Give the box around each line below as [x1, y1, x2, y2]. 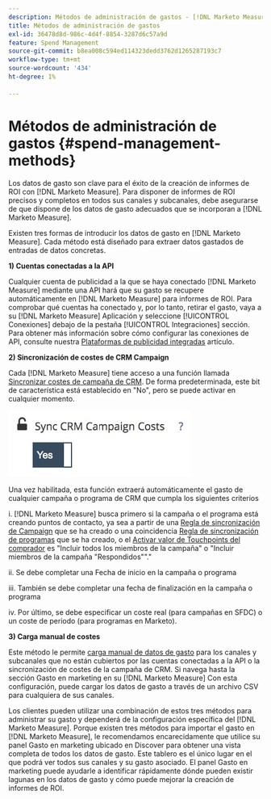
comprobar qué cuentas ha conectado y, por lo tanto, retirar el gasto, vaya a [8, 302, 262, 312]
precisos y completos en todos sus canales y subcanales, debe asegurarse [8, 195, 259, 205]
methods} [8, 151, 77, 170]
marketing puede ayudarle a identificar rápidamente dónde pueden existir [8, 766, 253, 776]
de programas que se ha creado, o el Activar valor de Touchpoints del [8, 534, 240, 545]
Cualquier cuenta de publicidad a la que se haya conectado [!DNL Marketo [8, 276, 256, 286]
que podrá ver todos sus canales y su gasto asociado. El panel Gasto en [8, 757, 248, 767]
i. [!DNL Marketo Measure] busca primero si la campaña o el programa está [8, 509, 259, 519]
